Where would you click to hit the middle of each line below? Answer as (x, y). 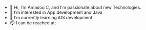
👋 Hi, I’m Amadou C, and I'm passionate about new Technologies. (75, 7)
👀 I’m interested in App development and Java (56, 12)
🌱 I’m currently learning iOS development (51, 17)
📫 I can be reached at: (33, 23)
